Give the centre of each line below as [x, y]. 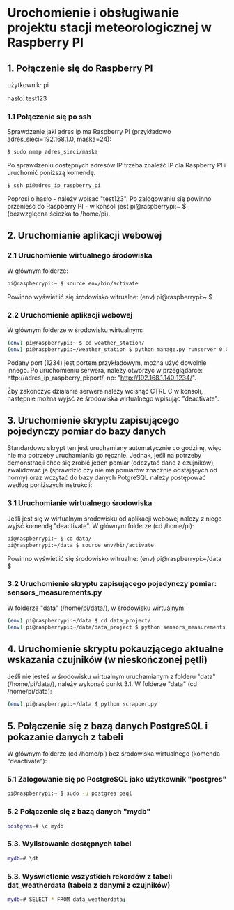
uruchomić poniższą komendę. [52, 173]
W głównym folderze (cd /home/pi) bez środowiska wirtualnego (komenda [114, 754]
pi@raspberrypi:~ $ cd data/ [49, 539]
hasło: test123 [27, 98]
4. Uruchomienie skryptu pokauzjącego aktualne [116, 649]
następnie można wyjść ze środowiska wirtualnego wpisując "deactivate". [113, 398]
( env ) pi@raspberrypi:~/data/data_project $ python [84, 627]
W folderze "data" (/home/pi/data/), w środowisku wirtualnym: [96, 608]
